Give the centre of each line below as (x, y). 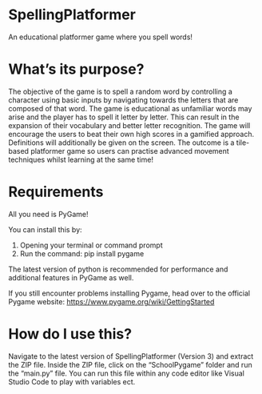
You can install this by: (45, 229)
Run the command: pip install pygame (82, 253)
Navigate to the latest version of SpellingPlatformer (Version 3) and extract (131, 356)
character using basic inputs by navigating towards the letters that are (123, 100)
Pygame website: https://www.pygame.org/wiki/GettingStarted (111, 301)
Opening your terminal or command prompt (91, 245)
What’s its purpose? (76, 69)
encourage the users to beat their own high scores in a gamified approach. (131, 134)
